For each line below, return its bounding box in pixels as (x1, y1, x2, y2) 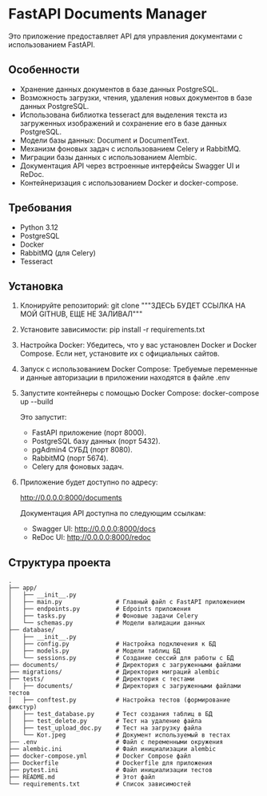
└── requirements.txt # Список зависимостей (8, 780, 192, 789)
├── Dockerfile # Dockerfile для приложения (8, 759, 213, 767)
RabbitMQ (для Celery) (19, 247, 96, 257)
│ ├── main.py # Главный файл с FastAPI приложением (8, 598, 245, 606)
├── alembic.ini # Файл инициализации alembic (8, 746, 217, 754)
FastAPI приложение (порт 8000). (31, 428, 146, 437)
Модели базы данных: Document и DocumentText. (19, 135, 189, 145)
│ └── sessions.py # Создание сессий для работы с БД (8, 654, 234, 662)
